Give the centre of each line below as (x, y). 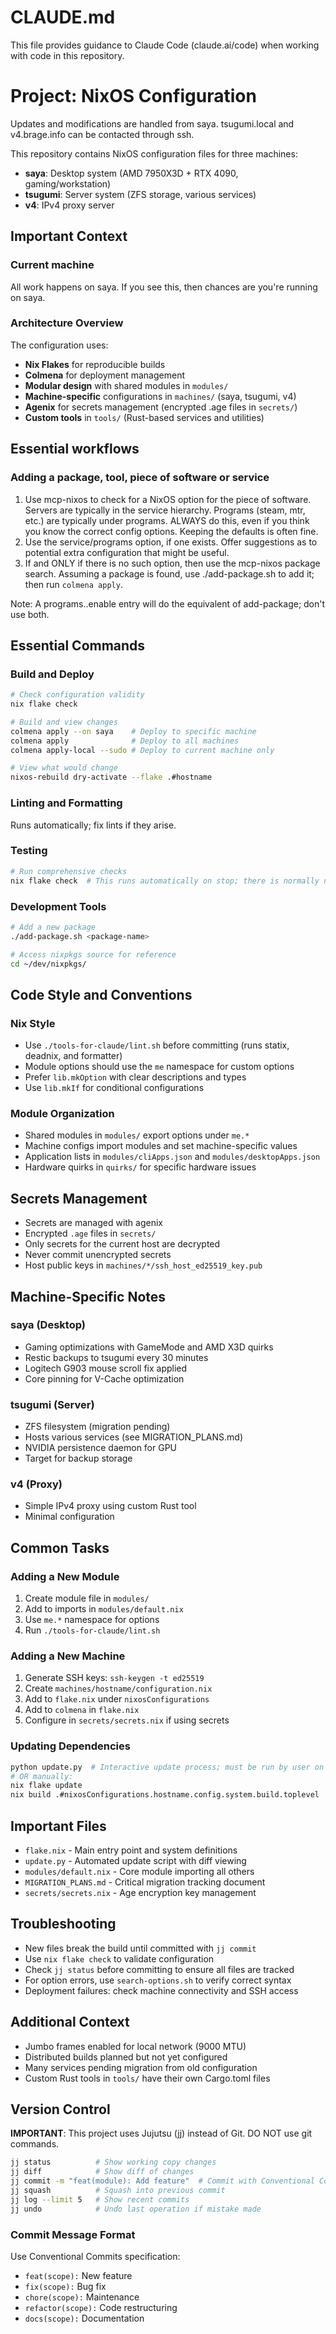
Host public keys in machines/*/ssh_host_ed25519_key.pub (143, 1265)
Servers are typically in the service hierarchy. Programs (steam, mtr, (165, 510)
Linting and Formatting (66, 803)
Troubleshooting (63, 1924)
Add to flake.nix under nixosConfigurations (117, 1699)
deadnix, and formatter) (73, 1056)
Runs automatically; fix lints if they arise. (93, 825)
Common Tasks (60, 1547)
